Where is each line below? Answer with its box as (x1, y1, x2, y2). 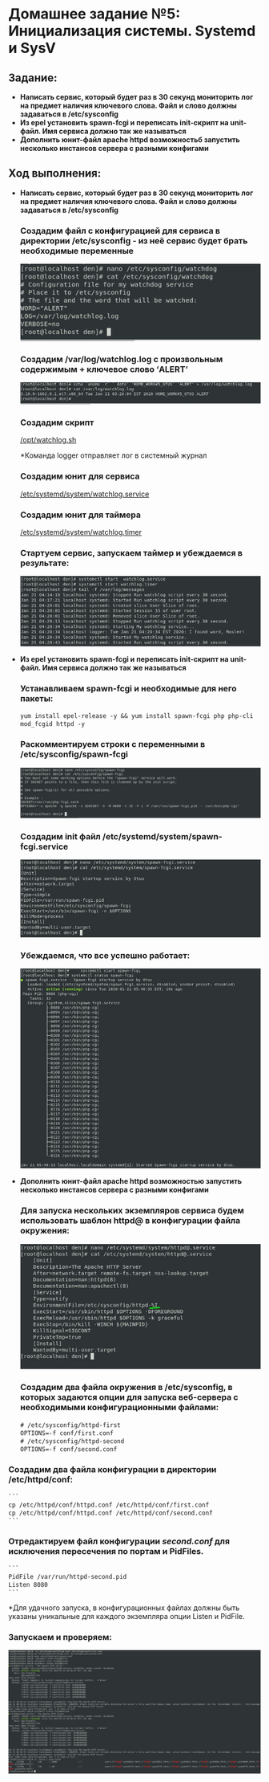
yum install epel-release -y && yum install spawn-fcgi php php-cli (19, 712, 254, 720)
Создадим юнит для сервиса (19, 471, 140, 482)
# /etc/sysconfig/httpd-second (19, 1437, 125, 1446)
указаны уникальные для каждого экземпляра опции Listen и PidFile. (8, 1612, 246, 1621)
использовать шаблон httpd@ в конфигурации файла (19, 1215, 241, 1226)
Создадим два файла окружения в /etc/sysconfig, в (19, 1382, 233, 1393)
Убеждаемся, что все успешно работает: (19, 949, 191, 960)
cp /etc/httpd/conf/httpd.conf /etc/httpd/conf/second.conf (8, 1509, 214, 1517)
